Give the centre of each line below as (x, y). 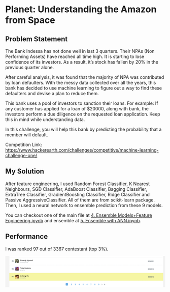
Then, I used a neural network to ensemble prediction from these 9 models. (84, 205)
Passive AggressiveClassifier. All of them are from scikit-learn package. (80, 200)
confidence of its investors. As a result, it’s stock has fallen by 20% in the (82, 62)
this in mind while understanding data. (45, 120)
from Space (30, 20)
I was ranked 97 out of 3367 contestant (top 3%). (57, 249)
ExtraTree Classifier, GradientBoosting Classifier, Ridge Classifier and (77, 194)
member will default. (27, 135)
